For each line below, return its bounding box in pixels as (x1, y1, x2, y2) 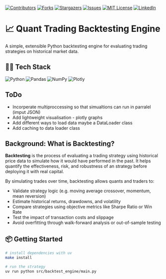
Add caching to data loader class (12, 125, 81, 131)
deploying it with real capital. (5, 169, 64, 175)
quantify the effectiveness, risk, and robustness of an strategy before (5, 163, 148, 169)
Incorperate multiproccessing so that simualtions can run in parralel (12, 104, 151, 110)
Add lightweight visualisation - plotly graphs (12, 114, 103, 120)
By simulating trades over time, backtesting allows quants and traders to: (5, 178, 155, 184)
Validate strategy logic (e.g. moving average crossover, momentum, (12, 188, 151, 194)
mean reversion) (12, 193, 46, 199)
